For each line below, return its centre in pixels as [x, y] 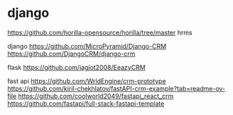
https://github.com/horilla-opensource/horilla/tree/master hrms [100, 32]
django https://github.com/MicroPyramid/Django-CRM [87, 46]
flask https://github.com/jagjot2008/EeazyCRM [76, 67]
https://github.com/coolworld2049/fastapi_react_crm [96, 96]
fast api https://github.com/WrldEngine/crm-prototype [87, 81]
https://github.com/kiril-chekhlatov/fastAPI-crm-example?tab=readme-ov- [116, 88]
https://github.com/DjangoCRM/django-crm [71, 54]
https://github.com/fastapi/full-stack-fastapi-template [86, 103]
